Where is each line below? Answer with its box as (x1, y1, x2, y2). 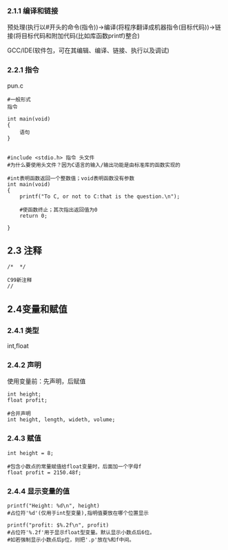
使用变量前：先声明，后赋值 (7, 377, 86, 385)
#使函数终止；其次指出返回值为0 (19, 206, 98, 213)
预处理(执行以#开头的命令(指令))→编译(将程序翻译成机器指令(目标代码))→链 (7, 23, 222, 32)
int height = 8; (7, 449, 54, 456)
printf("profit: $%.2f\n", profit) (7, 522, 110, 529)
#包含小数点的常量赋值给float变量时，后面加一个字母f (7, 463, 142, 470)
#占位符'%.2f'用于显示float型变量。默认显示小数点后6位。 (7, 529, 155, 536)
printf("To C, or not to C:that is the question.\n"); (19, 193, 180, 200)
